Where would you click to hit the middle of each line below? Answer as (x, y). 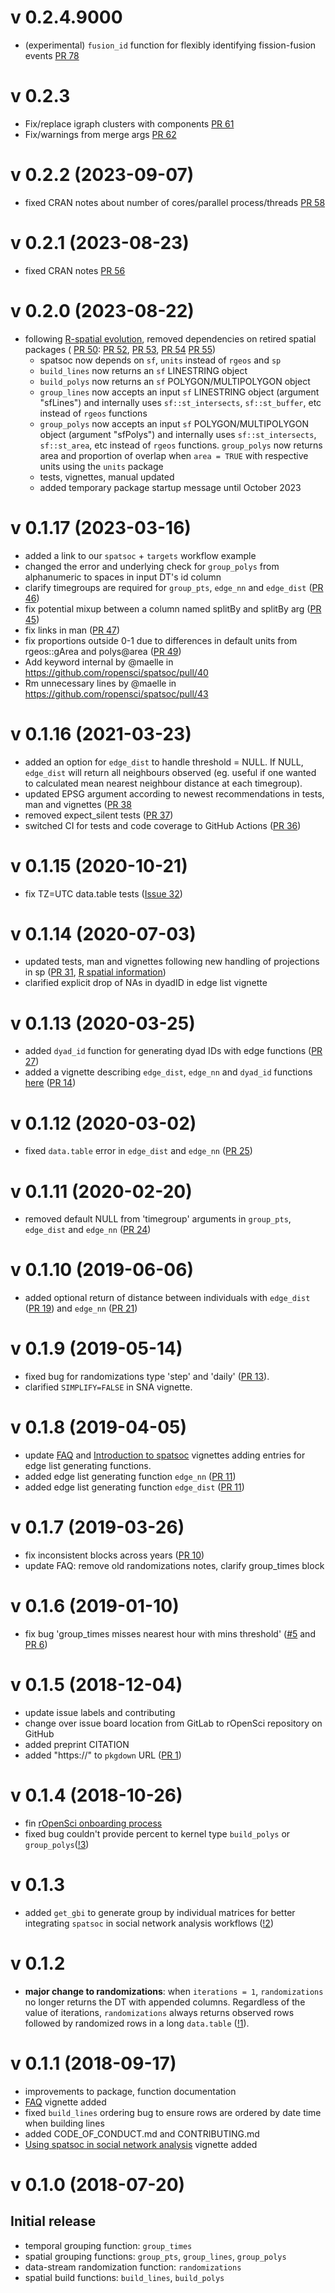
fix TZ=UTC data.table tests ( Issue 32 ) (103, 893)
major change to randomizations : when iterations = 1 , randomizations (174, 1991)
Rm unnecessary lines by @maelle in (100, 683)
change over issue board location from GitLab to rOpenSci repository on (173, 1723)
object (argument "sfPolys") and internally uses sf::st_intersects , (178, 434)
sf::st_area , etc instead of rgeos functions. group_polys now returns (181, 445)
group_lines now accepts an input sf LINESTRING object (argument (179, 392)
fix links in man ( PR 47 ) (72, 630)
